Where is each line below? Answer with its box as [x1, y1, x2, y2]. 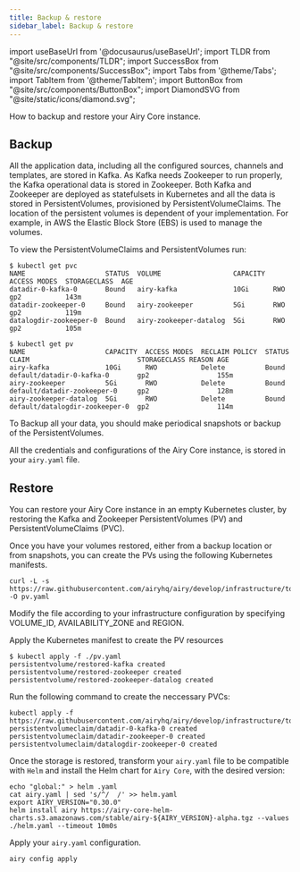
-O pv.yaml [9, 592, 50, 602]
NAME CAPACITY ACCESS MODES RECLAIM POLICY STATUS [9, 348, 290, 357]
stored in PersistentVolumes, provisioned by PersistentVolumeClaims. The [9, 199, 281, 209]
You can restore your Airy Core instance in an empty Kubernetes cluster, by [9, 504, 287, 515]
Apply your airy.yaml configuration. [9, 837, 141, 848]
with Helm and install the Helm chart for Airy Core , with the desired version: [9, 766, 286, 776]
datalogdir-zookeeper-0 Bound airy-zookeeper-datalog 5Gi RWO [9, 317, 286, 326]
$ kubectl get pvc [9, 261, 78, 271]
